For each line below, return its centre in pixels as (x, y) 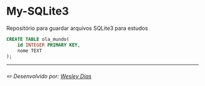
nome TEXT (30, 51)
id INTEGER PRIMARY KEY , (49, 45)
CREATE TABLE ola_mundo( (38, 39)
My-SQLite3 (38, 11)
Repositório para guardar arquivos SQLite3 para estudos (77, 28)
